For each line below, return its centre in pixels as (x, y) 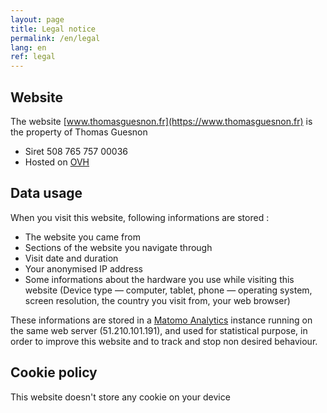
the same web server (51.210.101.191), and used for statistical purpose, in (159, 330)
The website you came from (82, 237)
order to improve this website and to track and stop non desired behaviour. (164, 341)
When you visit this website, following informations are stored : (140, 217)
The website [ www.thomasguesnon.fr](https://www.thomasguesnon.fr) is (161, 121)
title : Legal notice (53, 29)
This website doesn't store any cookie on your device (120, 397)
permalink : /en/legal (55, 38)
